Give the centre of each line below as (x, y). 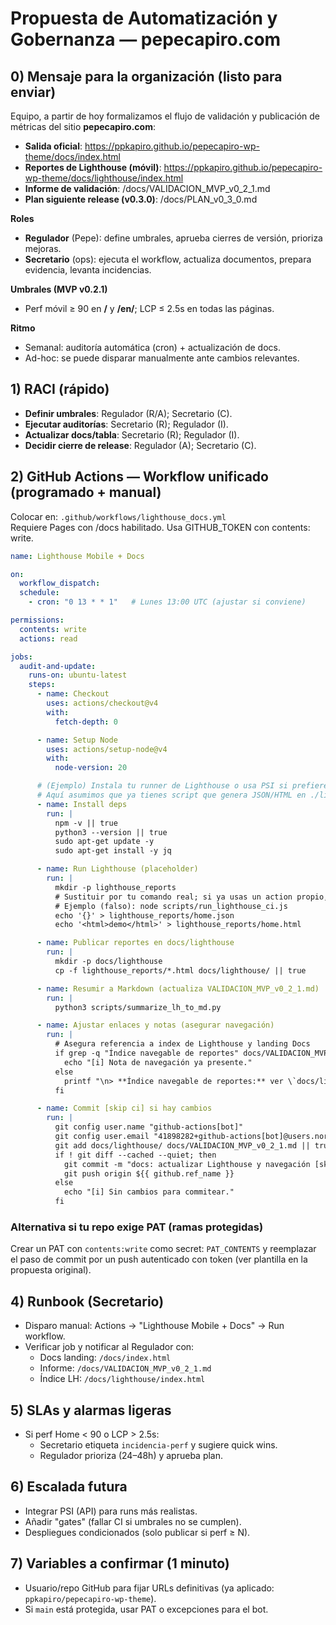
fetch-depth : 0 (86, 722)
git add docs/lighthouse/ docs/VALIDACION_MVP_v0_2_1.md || (182, 1145)
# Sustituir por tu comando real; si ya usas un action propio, (191, 897)
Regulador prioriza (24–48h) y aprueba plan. (131, 1455)
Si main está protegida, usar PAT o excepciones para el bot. (146, 1609)
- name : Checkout (73, 694)
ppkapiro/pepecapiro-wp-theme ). (90, 1598)
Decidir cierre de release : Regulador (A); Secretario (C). (140, 445)
